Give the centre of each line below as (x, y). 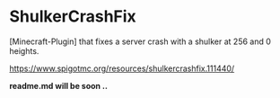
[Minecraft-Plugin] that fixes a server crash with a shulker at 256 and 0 (140, 41)
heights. (24, 50)
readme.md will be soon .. (58, 85)
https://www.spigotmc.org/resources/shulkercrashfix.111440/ (122, 68)
